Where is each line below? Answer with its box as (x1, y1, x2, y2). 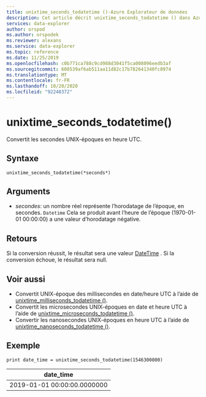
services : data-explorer (6, 20, 70, 26)
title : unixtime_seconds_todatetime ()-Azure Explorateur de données (6, 9, 188, 15)
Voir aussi (6, 274, 45, 284)
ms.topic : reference (6, 49, 59, 55)
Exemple (6, 341, 40, 351)
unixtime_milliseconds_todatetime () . (15, 297, 108, 304)
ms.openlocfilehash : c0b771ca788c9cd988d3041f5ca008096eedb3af (6, 60, 172, 66)
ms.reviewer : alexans (6, 37, 62, 44)
